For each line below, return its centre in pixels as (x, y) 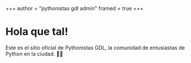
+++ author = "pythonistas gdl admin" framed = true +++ (75, 8)
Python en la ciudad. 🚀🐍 (35, 54)
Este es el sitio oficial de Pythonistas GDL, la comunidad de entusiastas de (95, 47)
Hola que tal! (37, 32)
